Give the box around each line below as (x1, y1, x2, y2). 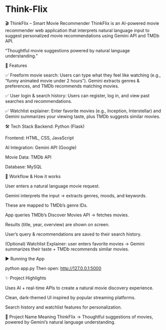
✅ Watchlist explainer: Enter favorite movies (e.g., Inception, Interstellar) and (5, 108, 161, 114)
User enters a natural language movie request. (5, 183, 100, 189)
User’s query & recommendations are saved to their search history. (5, 231, 142, 237)
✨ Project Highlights (5, 275, 47, 281)
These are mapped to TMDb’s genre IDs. (5, 202, 88, 208)
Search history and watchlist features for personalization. (5, 304, 122, 310)
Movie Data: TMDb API (5, 154, 52, 160)
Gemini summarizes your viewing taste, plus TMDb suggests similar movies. (5, 113, 161, 119)
